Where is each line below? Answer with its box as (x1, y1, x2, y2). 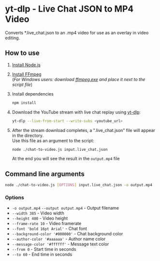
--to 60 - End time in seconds (12, 251, 73, 258)
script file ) (12, 82, 33, 87)
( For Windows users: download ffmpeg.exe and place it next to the (12, 76, 145, 82)
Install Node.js (12, 62, 41, 67)
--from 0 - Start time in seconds (12, 246, 76, 252)
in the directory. (12, 132, 44, 138)
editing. (5, 35, 20, 41)
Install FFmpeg (12, 71, 42, 77)
